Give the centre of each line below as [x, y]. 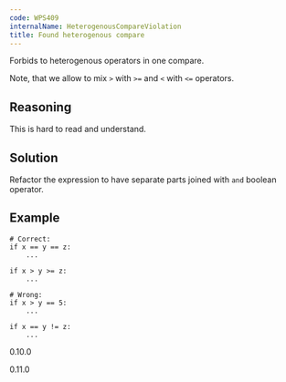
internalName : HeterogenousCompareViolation [95, 26]
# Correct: [30, 239]
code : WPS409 [34, 18]
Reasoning [41, 107]
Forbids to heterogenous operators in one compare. [107, 61]
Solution [34, 157]
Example [35, 218]
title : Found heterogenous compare [77, 35]
